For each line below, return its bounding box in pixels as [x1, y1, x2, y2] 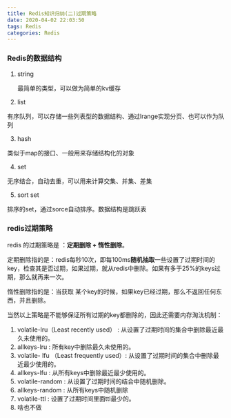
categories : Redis [7, 29, 60, 37]
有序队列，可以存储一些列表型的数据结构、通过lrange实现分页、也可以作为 [7, 112, 219, 120]
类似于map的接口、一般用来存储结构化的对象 [7, 149, 134, 157]
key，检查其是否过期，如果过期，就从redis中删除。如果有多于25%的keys [7, 264, 215, 272]
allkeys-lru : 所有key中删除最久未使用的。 [17, 343, 135, 351]
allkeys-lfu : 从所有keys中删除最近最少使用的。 [17, 368, 150, 377]
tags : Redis [7, 23, 41, 30]
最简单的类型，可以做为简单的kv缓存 [17, 84, 121, 92]
